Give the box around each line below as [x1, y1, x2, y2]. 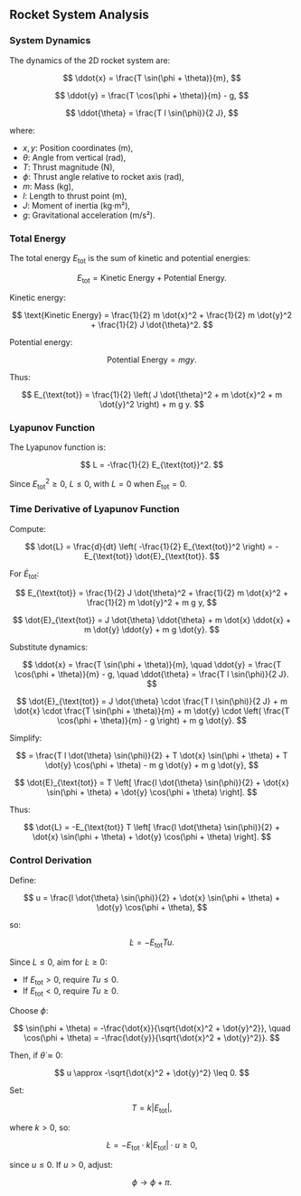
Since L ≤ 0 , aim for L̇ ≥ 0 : [9, 957, 108, 967]
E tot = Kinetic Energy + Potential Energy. [76, 272, 228, 285]
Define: [9, 874, 37, 885]
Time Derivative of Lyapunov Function [9, 503, 180, 516]
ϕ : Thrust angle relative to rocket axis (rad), [22, 171, 184, 182]
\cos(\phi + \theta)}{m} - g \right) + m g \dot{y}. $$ [57, 715, 247, 726]
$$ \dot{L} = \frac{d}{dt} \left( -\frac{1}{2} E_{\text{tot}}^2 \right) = [24, 541, 274, 552]
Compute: [9, 523, 47, 534]
